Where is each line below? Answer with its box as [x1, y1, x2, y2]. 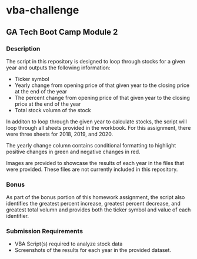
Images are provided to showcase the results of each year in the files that [6, 159, 184, 166]
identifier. [6, 213, 29, 220]
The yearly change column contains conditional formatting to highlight [6, 142, 176, 149]
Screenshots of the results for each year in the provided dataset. [14, 247, 172, 254]
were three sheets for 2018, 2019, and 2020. [6, 130, 113, 137]
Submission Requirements [6, 227, 84, 236]
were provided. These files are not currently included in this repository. [6, 166, 178, 173]
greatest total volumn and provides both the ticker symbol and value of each [6, 206, 191, 213]
